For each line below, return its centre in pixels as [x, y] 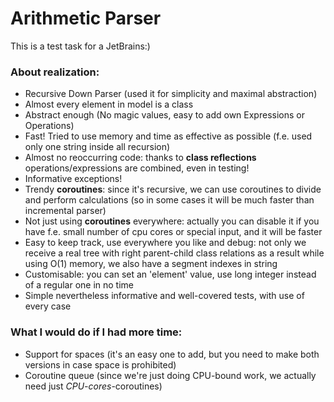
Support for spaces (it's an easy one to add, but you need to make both [172, 354]
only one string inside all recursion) [97, 147]
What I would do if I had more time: [96, 332]
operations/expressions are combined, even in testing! [137, 168]
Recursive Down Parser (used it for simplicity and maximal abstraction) [171, 94]
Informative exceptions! [73, 179]
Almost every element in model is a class [109, 104]
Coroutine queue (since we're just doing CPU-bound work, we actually [170, 375]
